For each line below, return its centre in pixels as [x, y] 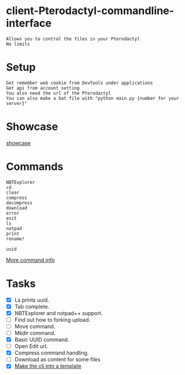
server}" [17, 103]
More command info [30, 260]
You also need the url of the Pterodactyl [59, 93]
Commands [35, 167]
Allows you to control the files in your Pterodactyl [73, 39]
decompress [19, 203]
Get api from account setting [43, 88]
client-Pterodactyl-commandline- [90, 11]
